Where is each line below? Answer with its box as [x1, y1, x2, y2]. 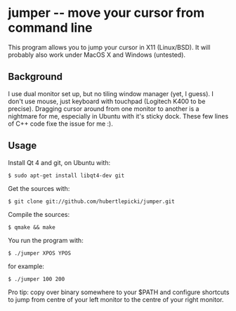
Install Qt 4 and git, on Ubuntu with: [8, 158, 111, 166]
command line [8, 20, 93, 36]
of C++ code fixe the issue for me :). [8, 119, 113, 128]
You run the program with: [8, 236, 84, 244]
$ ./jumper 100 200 [8, 275, 65, 282]
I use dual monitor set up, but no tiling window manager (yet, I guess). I [8, 89, 214, 98]
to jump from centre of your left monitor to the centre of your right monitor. [8, 295, 224, 303]
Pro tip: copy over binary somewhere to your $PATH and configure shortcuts [8, 288, 230, 296]
